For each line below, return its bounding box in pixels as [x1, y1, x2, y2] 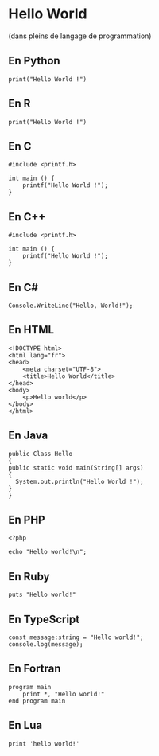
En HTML [8, 323, 54, 337]
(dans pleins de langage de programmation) [8, 31, 152, 41]
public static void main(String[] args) [8, 463, 145, 472]
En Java [8, 429, 48, 442]
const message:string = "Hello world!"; [8, 633, 145, 641]
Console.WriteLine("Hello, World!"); [8, 302, 134, 310]
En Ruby [8, 570, 50, 583]
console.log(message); [8, 641, 83, 649]
